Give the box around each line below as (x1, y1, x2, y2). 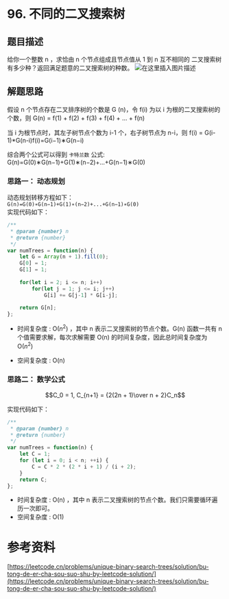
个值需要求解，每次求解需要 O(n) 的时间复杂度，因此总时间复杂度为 (16, 333, 208, 341)
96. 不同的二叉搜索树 (7, 6, 125, 22)
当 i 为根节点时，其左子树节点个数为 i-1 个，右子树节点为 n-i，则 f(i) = (7, 128, 204, 137)
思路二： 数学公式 (7, 375, 65, 384)
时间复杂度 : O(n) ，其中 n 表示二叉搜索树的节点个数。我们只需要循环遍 (16, 495, 218, 504)
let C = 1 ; (19, 451, 51, 458)
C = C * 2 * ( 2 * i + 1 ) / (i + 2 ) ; (32, 463, 136, 470)
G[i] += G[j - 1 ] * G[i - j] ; (43, 292, 118, 298)
